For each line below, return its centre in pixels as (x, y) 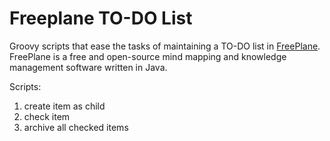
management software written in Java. (88, 67)
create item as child (64, 106)
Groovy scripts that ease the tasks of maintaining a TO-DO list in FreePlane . (165, 46)
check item (47, 116)
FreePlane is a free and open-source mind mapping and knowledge (148, 56)
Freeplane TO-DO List (101, 18)
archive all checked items (76, 127)
